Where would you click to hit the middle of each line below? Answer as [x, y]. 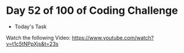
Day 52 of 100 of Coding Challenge [92, 11]
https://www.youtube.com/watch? [113, 37]
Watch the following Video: [39, 37]
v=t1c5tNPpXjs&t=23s [32, 44]
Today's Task [30, 26]
